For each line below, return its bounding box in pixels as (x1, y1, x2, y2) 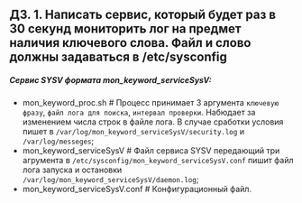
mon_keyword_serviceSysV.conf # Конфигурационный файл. (22, 184, 252, 195)
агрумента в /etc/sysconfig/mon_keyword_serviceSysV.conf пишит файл (22, 155, 294, 166)
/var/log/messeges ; (22, 135, 95, 147)
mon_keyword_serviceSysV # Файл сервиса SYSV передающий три (22, 145, 280, 156)
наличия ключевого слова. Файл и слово (9, 35, 252, 51)
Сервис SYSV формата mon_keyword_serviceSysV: (9, 74, 212, 85)
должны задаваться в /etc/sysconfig (9, 50, 227, 65)
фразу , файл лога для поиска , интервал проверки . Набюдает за (22, 107, 256, 118)
